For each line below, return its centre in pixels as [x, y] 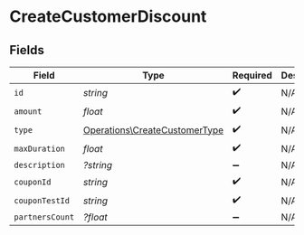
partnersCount [44, 217]
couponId [33, 182]
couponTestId [42, 200]
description [40, 165]
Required [252, 75]
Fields [27, 50]
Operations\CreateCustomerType [153, 130]
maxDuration [40, 148]
